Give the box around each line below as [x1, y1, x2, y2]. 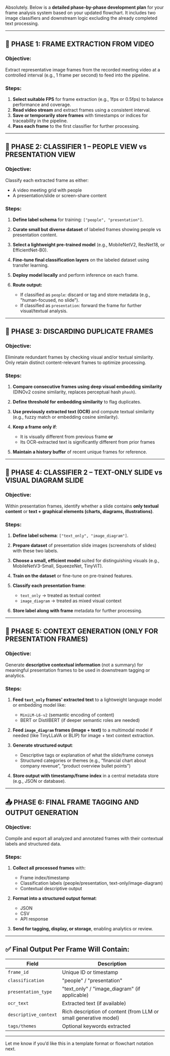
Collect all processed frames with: [12, 864, 86, 871]
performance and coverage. [12, 101, 71, 107]
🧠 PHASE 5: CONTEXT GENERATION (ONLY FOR [5, 627, 158, 636]
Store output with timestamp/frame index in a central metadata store [12, 773, 159, 779]
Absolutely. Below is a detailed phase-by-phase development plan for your [5, 5, 164, 10]
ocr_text [8, 1000, 29, 1006]
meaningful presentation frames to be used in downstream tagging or [5, 667, 150, 673]
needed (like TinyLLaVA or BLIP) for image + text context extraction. [12, 732, 155, 738]
